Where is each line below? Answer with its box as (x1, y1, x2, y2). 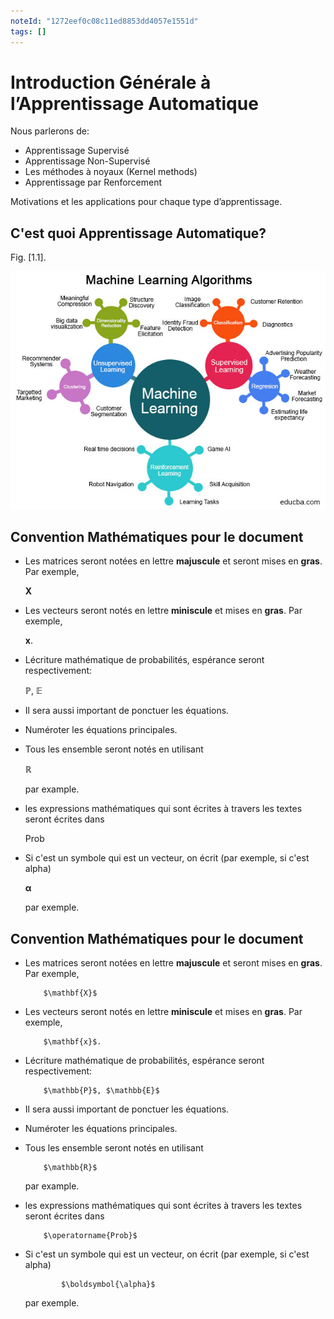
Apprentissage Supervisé (24, 145, 130, 157)
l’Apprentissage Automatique (10, 92, 259, 115)
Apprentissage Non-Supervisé (24, 155, 151, 167)
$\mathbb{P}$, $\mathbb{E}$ (43, 1086, 160, 1096)
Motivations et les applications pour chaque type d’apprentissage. (10, 196, 283, 208)
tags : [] (10, 26, 47, 37)
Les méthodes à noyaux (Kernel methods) (24, 166, 198, 178)
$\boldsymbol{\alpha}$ (61, 1280, 156, 1290)
